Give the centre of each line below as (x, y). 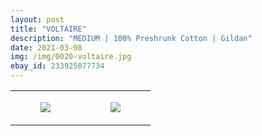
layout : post (37, 19)
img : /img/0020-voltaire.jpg (71, 57)
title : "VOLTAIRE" (48, 29)
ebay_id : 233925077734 (57, 66)
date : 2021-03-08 (46, 47)
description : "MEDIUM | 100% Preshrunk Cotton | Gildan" (131, 38)
